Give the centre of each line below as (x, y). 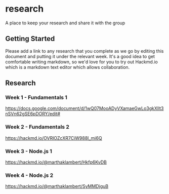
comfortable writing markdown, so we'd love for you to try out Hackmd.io (81, 62)
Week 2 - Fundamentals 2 (37, 127)
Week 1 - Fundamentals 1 (36, 98)
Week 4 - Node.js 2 (29, 175)
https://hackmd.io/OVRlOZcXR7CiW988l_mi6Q (54, 138)
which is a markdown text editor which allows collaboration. (68, 67)
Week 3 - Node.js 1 (29, 151)
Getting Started (30, 39)
